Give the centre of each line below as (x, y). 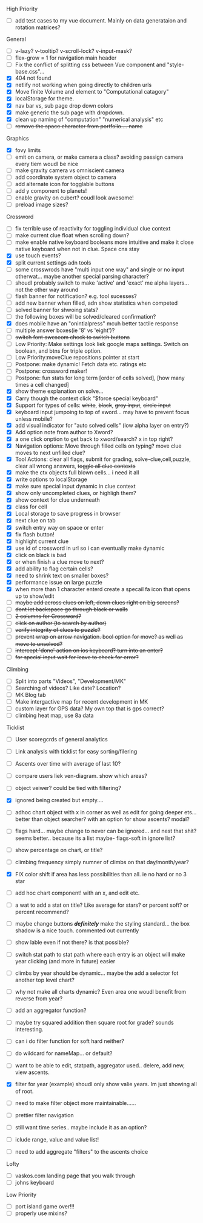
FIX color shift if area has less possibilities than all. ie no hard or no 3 (101, 874)
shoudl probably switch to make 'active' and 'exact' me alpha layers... (102, 283)
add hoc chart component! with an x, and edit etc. (77, 893)
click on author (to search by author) (61, 623)
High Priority (22, 9)
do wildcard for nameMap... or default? (64, 1053)
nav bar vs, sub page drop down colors (64, 105)
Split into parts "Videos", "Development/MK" (70, 681)
